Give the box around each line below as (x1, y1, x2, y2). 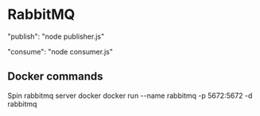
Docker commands (7, 69, 103, 84)
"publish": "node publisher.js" (7, 32, 105, 41)
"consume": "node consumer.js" (7, 47, 113, 56)
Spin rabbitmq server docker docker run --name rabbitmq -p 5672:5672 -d (7, 91, 253, 100)
